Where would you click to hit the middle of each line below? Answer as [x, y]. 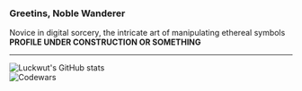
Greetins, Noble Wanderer [67, 13]
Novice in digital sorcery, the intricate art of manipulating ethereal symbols [147, 33]
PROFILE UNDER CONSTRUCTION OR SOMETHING [105, 42]
